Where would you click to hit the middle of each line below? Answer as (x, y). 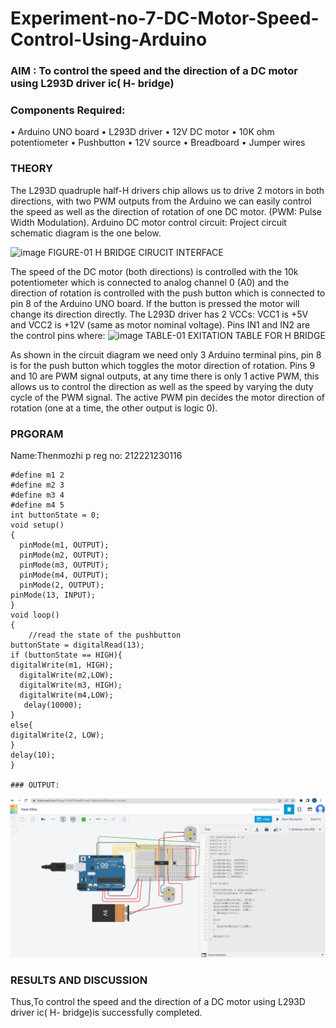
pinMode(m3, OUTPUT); (64, 565)
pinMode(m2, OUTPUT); (64, 555)
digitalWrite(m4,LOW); (66, 695)
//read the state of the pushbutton (105, 635)
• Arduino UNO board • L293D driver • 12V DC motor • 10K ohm (142, 132)
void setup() (37, 525)
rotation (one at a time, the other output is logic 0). (114, 408)
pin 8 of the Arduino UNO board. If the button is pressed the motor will (155, 303)
